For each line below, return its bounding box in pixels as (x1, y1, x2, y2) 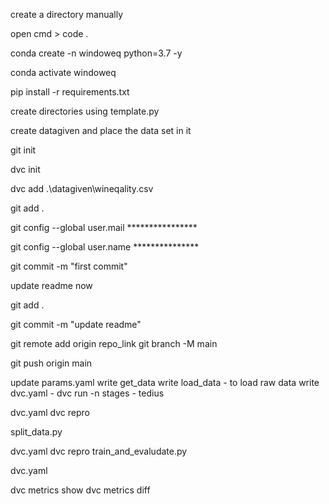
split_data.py (10, 426, 63, 438)
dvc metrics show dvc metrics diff (10, 484, 151, 496)
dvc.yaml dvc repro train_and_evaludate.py (10, 445, 188, 457)
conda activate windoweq (10, 67, 117, 78)
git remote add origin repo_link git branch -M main (10, 338, 218, 349)
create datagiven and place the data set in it (10, 125, 192, 136)
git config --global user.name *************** (10, 241, 200, 253)
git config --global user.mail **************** (10, 222, 198, 233)
